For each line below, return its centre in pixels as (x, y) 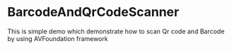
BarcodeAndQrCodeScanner (93, 12)
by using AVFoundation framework (58, 38)
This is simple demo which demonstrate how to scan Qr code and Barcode (116, 31)
